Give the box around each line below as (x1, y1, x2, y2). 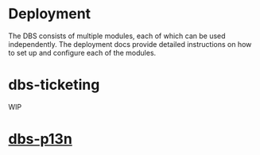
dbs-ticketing (8, 76, 100, 94)
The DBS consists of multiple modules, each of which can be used (8, 31, 226, 41)
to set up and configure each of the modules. (8, 48, 157, 57)
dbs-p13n (8, 130, 73, 148)
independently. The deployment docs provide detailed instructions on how (8, 39, 252, 48)
